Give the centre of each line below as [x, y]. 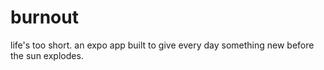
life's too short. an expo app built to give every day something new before [162, 45]
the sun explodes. [47, 55]
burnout [44, 17]
